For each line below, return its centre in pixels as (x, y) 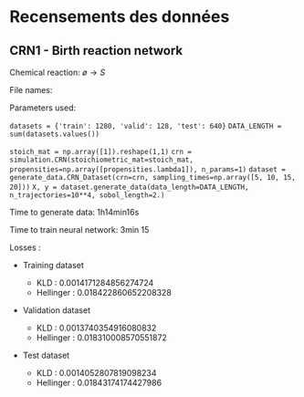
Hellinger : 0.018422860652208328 (104, 293)
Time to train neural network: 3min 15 (79, 230)
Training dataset (53, 265)
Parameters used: (42, 108)
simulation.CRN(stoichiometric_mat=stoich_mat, (102, 160)
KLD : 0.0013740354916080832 (96, 328)
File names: (31, 90)
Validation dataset (57, 310)
